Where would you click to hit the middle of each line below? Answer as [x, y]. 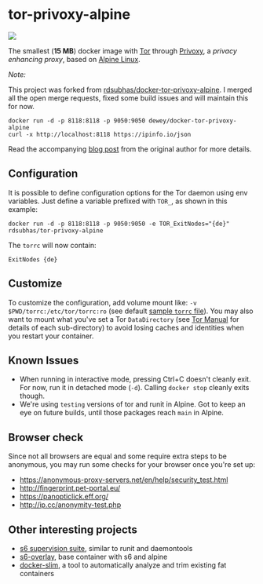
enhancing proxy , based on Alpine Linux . [75, 59]
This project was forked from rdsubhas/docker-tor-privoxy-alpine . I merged [130, 89]
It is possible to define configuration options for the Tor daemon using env [128, 192]
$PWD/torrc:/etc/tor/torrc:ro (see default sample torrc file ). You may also [131, 311]
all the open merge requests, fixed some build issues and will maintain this [128, 98]
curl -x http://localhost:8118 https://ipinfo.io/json [100, 134]
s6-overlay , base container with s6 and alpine [93, 557]
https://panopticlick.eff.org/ [64, 497]
